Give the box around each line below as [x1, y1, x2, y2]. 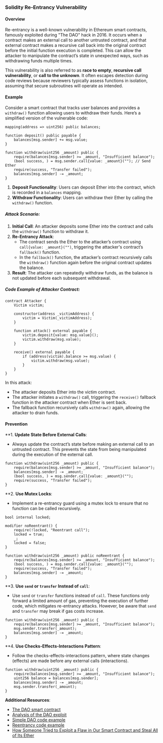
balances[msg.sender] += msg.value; [14, 137, 88, 142]
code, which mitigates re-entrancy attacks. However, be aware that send [12, 603, 157, 609]
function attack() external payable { [14, 329, 92, 333]
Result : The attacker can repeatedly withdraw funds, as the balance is [12, 270, 153, 276]
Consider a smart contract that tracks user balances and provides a [5, 105, 140, 111]
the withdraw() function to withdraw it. [12, 229, 89, 235]
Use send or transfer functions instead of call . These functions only [12, 593, 149, 599]
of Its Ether [12, 733, 34, 739]
